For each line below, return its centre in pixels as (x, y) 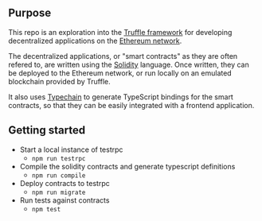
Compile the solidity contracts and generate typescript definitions (127, 166)
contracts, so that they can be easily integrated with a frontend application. (131, 105)
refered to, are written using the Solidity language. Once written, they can (129, 64)
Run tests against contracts (65, 200)
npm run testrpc (59, 158)
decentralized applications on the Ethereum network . (95, 41)
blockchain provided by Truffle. (59, 81)
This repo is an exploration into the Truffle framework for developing (120, 32)
